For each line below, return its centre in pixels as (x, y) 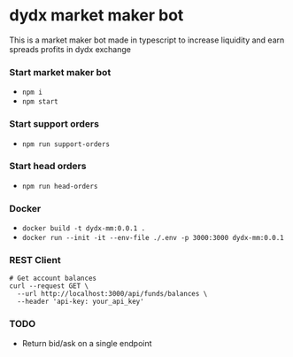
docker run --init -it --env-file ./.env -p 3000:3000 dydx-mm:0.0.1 (153, 238)
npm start (40, 102)
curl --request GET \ (49, 286)
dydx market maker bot (96, 16)
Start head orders (48, 167)
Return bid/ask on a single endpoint (87, 343)
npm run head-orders (60, 186)
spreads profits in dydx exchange (70, 49)
